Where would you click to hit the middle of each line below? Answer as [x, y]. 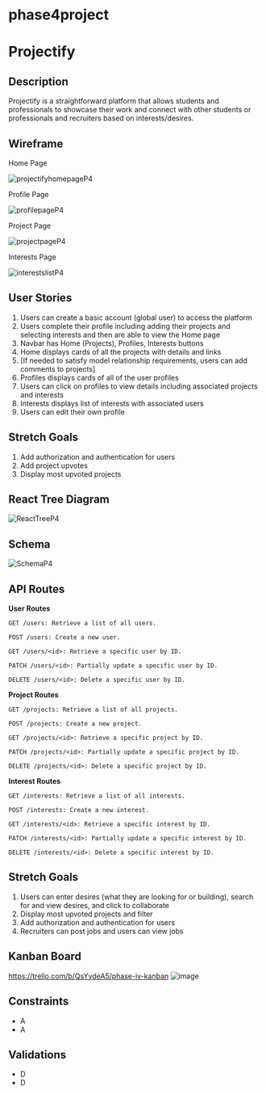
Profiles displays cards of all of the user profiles [99, 377]
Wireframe [36, 143]
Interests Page [32, 257]
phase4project [59, 15]
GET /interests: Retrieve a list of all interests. [97, 796]
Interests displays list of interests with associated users [112, 403]
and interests [42, 394]
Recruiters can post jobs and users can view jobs [102, 931]
